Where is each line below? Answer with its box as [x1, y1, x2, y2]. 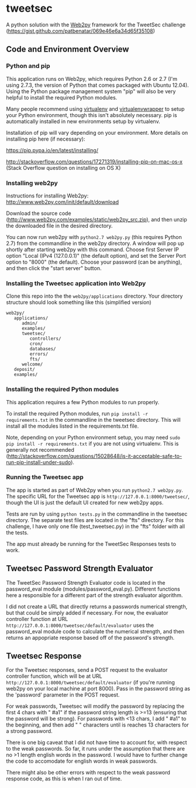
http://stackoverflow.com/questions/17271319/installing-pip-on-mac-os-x [6, 158, 183, 165]
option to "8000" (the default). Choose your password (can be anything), [6, 258, 183, 265]
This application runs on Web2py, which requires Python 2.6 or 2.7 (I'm [6, 75, 177, 82]
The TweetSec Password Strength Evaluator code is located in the [6, 579, 166, 586]
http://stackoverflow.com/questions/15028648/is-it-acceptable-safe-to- [8, 452, 183, 459]
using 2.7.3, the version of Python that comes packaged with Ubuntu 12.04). [6, 81, 189, 88]
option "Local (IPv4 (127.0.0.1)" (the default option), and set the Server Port [6, 252, 186, 259]
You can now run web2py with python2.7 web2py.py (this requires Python [6, 233, 183, 240]
